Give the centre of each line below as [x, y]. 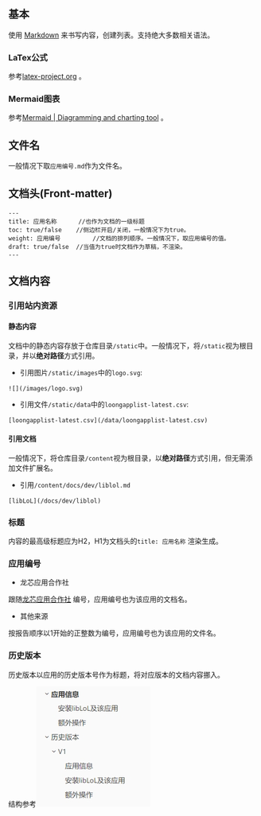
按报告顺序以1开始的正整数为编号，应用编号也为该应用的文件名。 [114, 633]
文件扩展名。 [36, 468]
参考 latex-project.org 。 [47, 76]
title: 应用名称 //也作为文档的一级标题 [76, 222]
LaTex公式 [28, 57]
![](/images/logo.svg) [46, 388]
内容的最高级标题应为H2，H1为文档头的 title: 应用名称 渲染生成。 [115, 541]
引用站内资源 [33, 306]
